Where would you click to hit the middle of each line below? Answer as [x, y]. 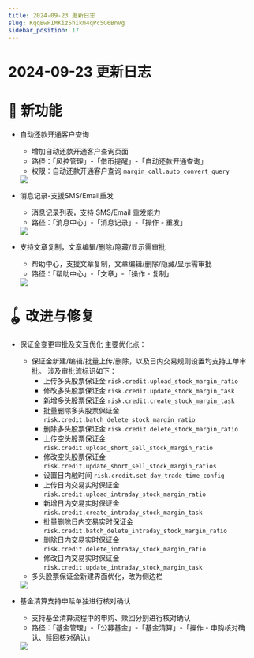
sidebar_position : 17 [44, 30]
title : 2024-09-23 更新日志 [52, 15]
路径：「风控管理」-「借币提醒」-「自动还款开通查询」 [119, 161]
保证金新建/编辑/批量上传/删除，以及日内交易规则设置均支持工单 [135, 361]
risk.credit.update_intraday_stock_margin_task [123, 568]
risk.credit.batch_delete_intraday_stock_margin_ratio [135, 531]
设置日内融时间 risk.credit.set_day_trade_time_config [134, 476]
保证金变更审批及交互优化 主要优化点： [83, 344]
